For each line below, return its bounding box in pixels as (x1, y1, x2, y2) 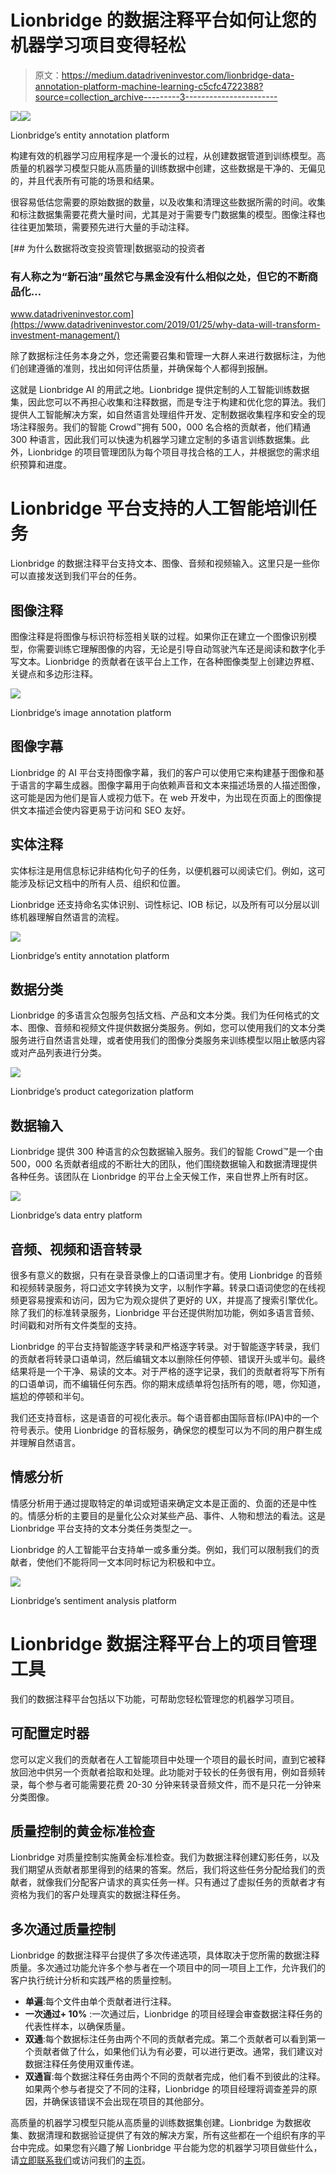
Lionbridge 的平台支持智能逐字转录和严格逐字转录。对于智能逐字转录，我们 (10, 1341, 320, 1353)
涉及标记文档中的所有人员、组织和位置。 (18, 877, 186, 889)
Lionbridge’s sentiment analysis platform (10, 1594, 177, 1606)
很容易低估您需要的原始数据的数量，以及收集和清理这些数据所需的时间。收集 (10, 196, 326, 208)
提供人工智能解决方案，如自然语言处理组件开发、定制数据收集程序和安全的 (10, 409, 317, 421)
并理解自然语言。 (10, 1437, 81, 1449)
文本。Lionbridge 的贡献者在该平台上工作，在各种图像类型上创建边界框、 (18, 655, 320, 667)
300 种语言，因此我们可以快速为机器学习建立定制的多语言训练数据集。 (10, 434, 302, 446)
